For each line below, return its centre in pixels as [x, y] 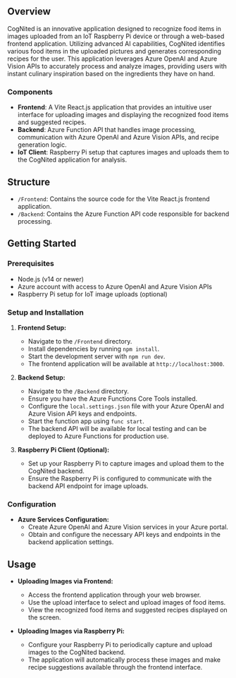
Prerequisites [31, 264]
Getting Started [42, 244]
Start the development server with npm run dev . [97, 356]
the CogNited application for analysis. [72, 160]
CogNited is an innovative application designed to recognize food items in [114, 28]
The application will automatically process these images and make [124, 660]
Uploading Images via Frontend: [65, 581]
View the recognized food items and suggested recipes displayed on [128, 610]
